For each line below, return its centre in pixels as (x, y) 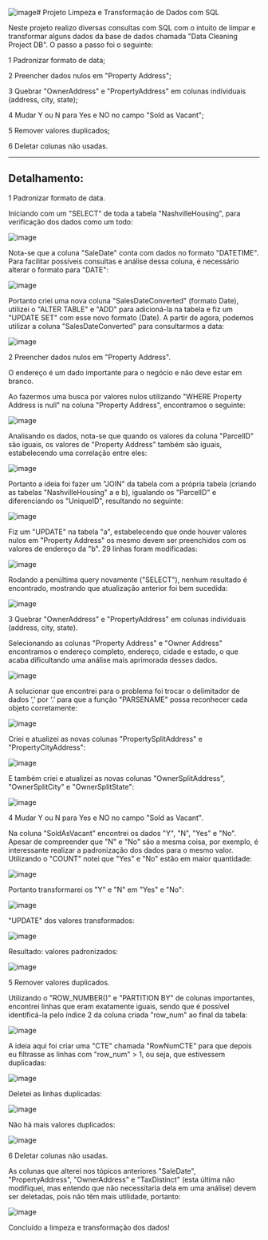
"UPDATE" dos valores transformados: (71, 920)
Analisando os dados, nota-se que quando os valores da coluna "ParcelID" (131, 436)
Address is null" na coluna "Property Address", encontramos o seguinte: (127, 405)
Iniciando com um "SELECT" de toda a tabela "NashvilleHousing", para (124, 213)
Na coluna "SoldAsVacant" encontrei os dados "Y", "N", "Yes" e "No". (122, 833)
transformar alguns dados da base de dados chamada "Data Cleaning (123, 36)
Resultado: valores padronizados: (63, 951)
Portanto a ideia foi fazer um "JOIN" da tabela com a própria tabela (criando (132, 484)
